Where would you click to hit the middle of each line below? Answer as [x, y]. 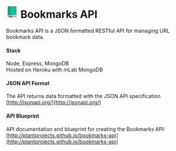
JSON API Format [28, 83]
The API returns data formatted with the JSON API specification [83, 96]
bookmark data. [25, 37]
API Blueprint [23, 116]
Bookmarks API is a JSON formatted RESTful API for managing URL [88, 31]
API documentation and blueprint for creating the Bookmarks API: [86, 129]
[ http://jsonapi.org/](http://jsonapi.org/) [54, 102]
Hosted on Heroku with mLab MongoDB [55, 70]
